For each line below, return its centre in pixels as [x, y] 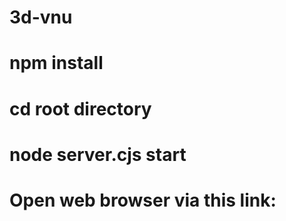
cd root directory [80, 108]
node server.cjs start [98, 154]
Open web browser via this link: [143, 200]
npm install [56, 63]
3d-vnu [41, 17]
